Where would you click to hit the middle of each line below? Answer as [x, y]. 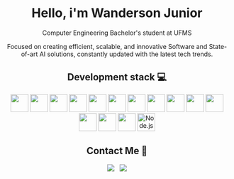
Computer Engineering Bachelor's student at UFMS [117, 33]
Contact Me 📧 [117, 151]
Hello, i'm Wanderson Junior [117, 13]
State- [218, 46]
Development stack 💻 [117, 77]
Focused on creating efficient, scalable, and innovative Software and [107, 46]
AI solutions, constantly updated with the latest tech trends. [126, 54]
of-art [29, 54]
